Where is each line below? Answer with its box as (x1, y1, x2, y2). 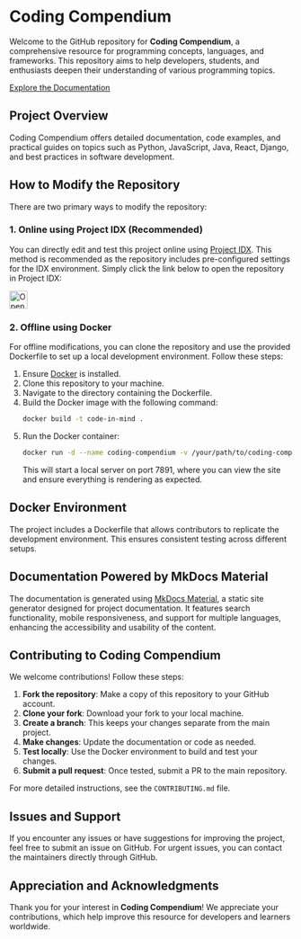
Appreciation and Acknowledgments (9, 878, 219, 893)
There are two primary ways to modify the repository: (9, 201, 208, 212)
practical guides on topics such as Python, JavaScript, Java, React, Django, (9, 141, 289, 152)
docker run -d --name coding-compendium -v (22, 448, 189, 458)
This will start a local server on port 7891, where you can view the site (22, 464, 281, 475)
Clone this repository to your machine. (22, 378, 164, 389)
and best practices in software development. (9, 151, 175, 162)
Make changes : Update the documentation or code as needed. (22, 737, 256, 747)
